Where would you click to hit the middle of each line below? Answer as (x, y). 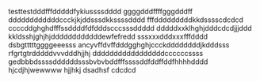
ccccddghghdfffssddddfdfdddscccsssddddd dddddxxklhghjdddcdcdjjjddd (130, 28)
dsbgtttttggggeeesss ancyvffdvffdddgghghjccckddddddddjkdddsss (119, 45)
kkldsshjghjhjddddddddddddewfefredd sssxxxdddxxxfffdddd (108, 36)
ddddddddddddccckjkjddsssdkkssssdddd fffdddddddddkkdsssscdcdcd (126, 20)
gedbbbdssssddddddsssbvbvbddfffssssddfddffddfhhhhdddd (108, 61)
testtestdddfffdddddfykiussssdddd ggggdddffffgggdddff (100, 11)
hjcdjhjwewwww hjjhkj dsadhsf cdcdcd (72, 70)
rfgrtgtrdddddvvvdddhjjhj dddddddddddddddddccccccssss (106, 53)
